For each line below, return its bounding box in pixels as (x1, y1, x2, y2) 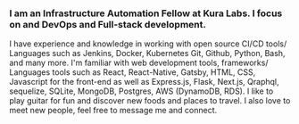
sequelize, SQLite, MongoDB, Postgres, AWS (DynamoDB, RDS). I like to (9, 86, 274, 96)
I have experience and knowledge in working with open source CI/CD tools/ (9, 38, 287, 49)
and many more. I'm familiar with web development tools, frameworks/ (9, 57, 269, 69)
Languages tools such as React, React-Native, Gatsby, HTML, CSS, (9, 67, 256, 78)
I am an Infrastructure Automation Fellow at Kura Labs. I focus (9, 7, 283, 20)
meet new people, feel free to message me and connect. (9, 105, 218, 116)
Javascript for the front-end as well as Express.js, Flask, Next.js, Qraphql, (9, 77, 279, 87)
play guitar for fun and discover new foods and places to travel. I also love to (9, 95, 291, 106)
